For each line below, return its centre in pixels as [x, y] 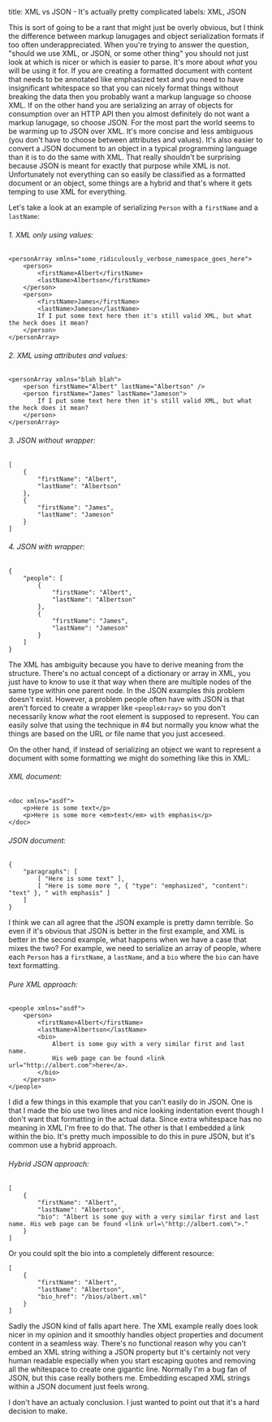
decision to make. [38, 1411]
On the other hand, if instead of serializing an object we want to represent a [135, 749]
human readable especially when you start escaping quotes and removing [132, 1360]
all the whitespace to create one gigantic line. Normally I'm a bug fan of [128, 1369]
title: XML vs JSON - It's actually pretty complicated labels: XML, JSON [127, 12]
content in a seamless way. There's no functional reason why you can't [127, 1343]
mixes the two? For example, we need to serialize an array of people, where [135, 949]
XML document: [35, 777]
